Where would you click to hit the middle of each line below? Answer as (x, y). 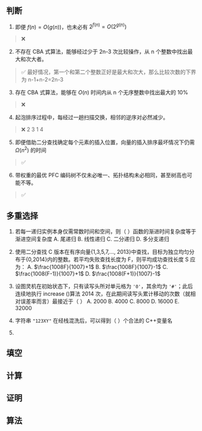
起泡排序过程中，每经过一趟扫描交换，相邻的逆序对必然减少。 (92, 117)
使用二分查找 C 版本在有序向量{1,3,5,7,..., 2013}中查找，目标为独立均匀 (102, 251)
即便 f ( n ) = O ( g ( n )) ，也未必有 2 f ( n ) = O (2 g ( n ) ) (71, 26)
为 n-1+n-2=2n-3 (42, 80)
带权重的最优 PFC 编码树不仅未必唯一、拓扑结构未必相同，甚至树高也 (101, 175)
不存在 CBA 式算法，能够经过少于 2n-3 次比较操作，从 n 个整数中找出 (101, 52)
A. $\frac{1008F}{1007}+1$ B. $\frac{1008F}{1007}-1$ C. (97, 267)
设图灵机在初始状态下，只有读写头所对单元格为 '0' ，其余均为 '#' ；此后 (104, 286)
